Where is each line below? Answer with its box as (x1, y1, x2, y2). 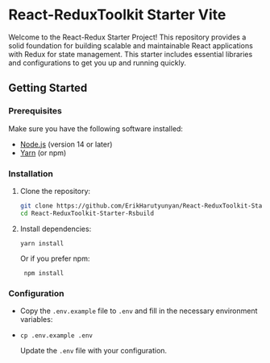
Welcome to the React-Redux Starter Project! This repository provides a (8, 32, 247, 42)
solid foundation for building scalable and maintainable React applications (8, 40, 254, 50)
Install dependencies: (19, 224, 92, 233)
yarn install (19, 239, 64, 247)
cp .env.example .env (19, 332, 93, 340)
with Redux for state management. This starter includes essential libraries (8, 49, 253, 59)
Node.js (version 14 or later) (19, 139, 113, 149)
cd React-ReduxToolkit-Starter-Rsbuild (19, 209, 155, 217)
